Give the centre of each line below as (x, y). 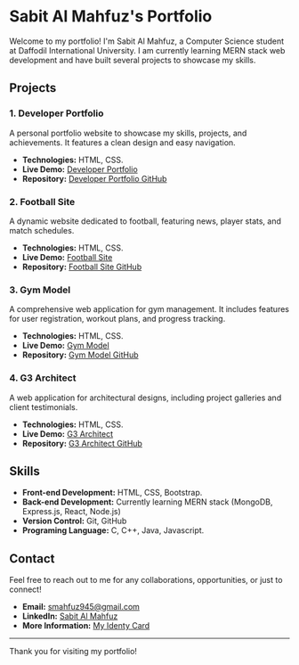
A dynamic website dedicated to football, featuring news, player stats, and (145, 221)
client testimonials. (44, 406)
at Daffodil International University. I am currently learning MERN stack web (147, 50)
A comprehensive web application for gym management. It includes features (149, 309)
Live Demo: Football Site (67, 257)
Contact (32, 558)
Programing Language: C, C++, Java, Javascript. (113, 530)
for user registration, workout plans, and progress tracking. (117, 319)
